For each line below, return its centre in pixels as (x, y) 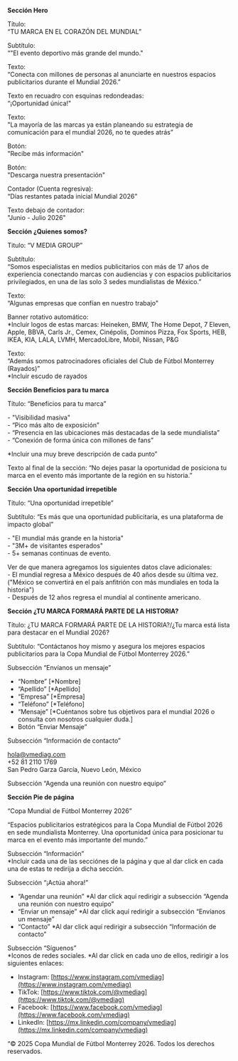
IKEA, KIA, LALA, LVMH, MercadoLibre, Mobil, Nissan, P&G (93, 340)
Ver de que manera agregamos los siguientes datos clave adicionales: (110, 567)
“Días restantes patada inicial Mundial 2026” (72, 196)
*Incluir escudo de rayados (47, 376)
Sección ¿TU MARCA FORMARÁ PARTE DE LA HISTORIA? (93, 611)
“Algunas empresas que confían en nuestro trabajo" (83, 303)
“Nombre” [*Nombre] (49, 681)
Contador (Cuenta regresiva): (50, 189)
